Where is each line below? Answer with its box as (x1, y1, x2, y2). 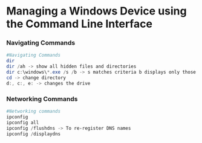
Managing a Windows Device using (6, 4, 187, 18)
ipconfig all (6, 119, 39, 126)
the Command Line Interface (6, 17, 153, 31)
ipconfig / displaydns (6, 131, 61, 137)
